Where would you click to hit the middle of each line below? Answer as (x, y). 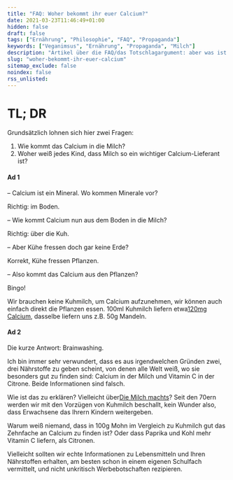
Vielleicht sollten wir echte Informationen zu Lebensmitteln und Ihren (106, 454)
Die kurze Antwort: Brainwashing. (56, 348)
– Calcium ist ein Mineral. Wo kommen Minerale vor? (83, 192)
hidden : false (28, 27)
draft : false (26, 33)
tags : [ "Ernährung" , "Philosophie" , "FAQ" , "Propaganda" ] (93, 40)
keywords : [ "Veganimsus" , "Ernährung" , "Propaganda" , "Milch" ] (101, 46)
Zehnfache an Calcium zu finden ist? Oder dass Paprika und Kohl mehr (109, 433)
